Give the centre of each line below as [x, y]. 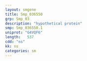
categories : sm [21, 51]
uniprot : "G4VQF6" [24, 32]
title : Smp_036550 [24, 14]
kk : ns [12, 46]
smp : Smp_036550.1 [24, 28]
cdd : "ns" [15, 42]
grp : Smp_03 [17, 19]
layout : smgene [21, 10]
